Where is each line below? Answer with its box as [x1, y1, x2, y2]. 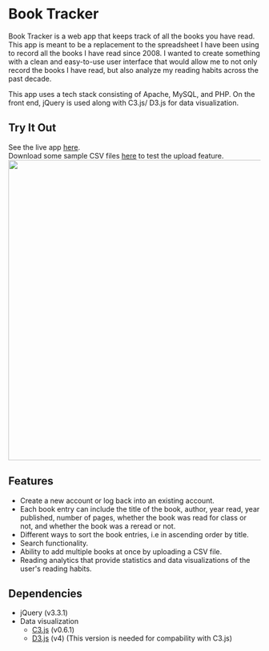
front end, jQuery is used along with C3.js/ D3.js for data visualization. [8, 98, 239, 107]
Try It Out [8, 121, 57, 135]
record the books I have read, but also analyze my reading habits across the [8, 65, 259, 74]
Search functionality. [19, 538, 89, 548]
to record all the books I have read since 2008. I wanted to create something [8, 48, 260, 58]
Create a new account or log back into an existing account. [19, 496, 215, 505]
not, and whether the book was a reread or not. [19, 521, 176, 531]
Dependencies [8, 586, 82, 601]
